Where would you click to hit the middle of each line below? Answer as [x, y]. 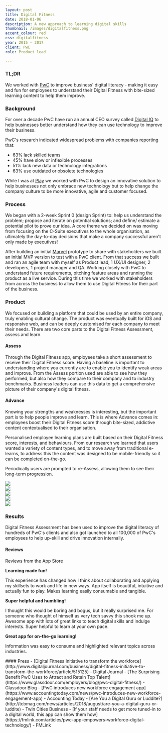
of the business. [22, 289]
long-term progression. [29, 474]
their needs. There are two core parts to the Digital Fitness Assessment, [79, 329]
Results [15, 516]
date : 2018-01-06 [23, 19]
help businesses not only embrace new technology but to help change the [82, 186]
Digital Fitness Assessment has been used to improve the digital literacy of [82, 528]
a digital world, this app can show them [46, 714]
